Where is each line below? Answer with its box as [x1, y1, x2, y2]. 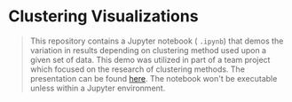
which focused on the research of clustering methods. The [29, 64, 246, 75]
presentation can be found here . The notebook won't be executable [29, 73, 278, 83]
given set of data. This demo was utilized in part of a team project [29, 54, 271, 65]
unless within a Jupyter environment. [29, 82, 166, 93]
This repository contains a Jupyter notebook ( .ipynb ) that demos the [29, 35, 284, 46]
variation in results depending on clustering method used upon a [29, 44, 267, 55]
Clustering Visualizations [8, 6, 199, 27]
